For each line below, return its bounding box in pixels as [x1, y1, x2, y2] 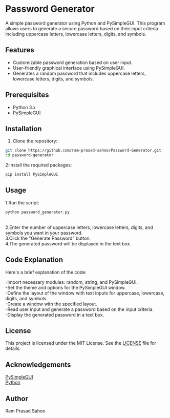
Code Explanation [5, 256, 63, 264]
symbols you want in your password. [5, 229, 83, 236]
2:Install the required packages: [5, 162, 72, 168]
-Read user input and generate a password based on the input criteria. [5, 306, 154, 312]
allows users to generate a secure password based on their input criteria [5, 25, 158, 31]
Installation [5, 124, 42, 133]
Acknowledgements [5, 360, 71, 369]
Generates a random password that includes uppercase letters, [12, 70, 146, 76]
